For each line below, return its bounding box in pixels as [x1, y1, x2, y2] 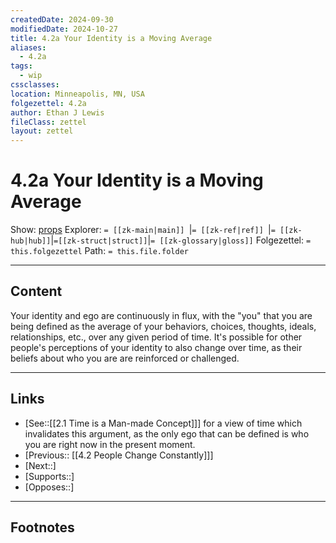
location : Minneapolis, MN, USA [10, 89, 145, 99]
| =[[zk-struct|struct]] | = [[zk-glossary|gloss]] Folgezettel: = [50, 234, 312, 246]
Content [10, 283, 63, 300]
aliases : [10, 42, 47, 53]
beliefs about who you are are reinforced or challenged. [10, 352, 240, 364]
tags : [10, 61, 33, 71]
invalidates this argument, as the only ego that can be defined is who [24, 427, 310, 440]
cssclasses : [10, 80, 60, 90]
